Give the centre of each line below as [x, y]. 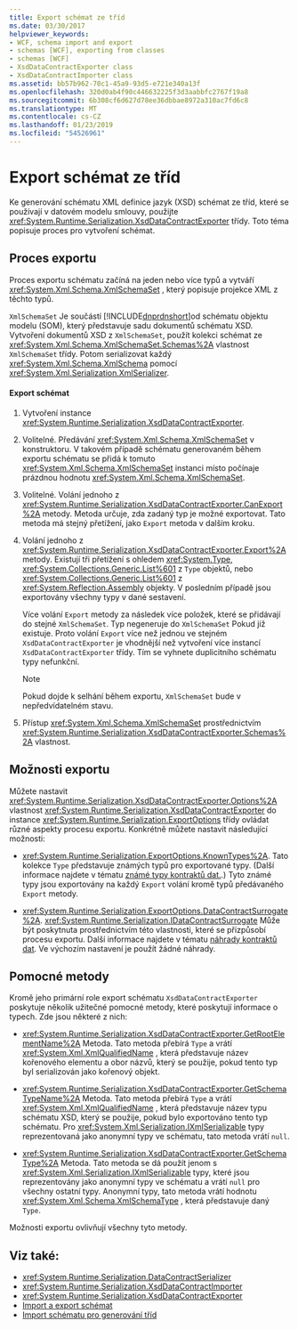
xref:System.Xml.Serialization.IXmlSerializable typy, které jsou [136, 1172]
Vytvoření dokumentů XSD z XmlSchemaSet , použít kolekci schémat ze [136, 335]
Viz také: [34, 1256]
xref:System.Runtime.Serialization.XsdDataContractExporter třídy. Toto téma [149, 221]
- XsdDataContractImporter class [71, 76]
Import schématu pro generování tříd [89, 1315]
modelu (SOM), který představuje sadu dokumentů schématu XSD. [131, 325]
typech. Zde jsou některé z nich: [68, 1017]
